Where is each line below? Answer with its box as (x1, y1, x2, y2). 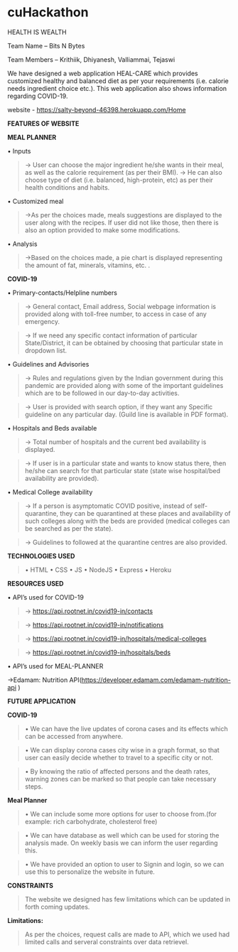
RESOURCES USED (7, 579, 64, 588)
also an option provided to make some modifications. (24, 225, 180, 234)
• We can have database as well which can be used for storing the (24, 831, 220, 839)
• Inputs (7, 146, 31, 155)
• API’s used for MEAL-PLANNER (7, 661, 104, 670)
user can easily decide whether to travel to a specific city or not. (24, 753, 214, 762)
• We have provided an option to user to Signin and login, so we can (24, 860, 225, 868)
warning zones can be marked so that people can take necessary (24, 774, 217, 783)
